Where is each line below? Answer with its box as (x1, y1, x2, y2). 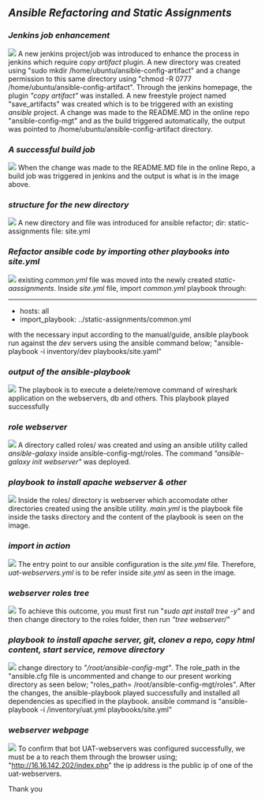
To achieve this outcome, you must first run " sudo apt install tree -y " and (17, 606, 255, 616)
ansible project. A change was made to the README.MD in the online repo (8, 107, 250, 117)
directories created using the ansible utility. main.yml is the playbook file (8, 504, 243, 513)
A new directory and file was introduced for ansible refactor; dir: (17, 218, 226, 228)
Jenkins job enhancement (8, 30, 110, 41)
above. (8, 179, 31, 188)
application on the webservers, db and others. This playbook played (8, 393, 230, 403)
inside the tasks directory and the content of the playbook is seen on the (8, 512, 244, 522)
